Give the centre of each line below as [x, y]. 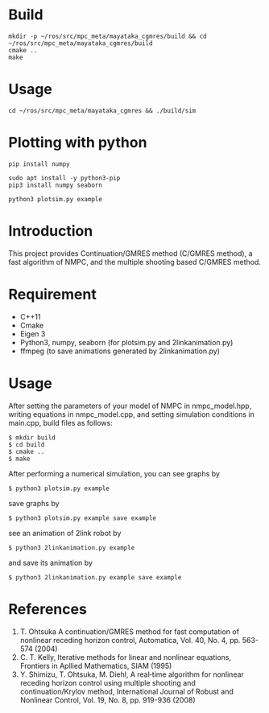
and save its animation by [50, 563]
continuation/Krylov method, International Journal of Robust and [126, 691]
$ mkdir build [32, 437]
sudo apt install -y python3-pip [64, 178]
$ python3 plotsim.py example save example [83, 518]
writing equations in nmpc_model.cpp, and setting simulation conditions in [132, 414]
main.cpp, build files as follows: [60, 422]
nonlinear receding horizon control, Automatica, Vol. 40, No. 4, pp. [130, 640]
